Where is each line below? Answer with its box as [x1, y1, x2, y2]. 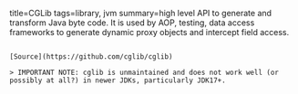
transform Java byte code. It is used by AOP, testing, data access [9, 17, 255, 28]
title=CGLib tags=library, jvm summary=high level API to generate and [9, 8, 272, 18]
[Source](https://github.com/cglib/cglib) [9, 52, 173, 61]
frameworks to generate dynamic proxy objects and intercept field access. [9, 27, 290, 37]
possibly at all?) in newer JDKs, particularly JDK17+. [9, 76, 226, 85]
